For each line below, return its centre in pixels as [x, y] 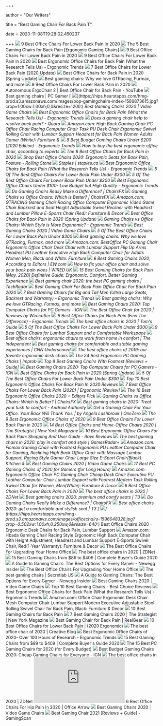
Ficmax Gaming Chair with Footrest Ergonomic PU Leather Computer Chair [81, 447]
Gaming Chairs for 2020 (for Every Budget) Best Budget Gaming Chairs [80, 649]
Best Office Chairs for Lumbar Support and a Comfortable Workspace [76, 333]
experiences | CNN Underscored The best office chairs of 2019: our [76, 350]
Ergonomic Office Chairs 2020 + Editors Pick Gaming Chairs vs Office [79, 396]
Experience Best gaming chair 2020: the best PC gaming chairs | [74, 281]
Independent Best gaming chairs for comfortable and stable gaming [77, 344]
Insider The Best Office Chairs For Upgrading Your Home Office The [80, 569]
